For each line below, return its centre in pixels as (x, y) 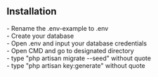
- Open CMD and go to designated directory (70, 50)
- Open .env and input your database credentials (77, 43)
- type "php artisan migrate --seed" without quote (79, 58)
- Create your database (40, 36)
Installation (32, 12)
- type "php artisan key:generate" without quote (76, 65)
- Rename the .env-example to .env (58, 28)
